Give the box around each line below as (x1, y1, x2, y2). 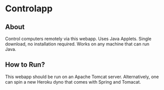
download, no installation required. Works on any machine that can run (5, 41, 150, 47)
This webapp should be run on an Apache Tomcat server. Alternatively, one (5, 74, 160, 80)
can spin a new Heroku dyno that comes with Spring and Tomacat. (5, 79, 141, 85)
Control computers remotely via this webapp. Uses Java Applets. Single (5, 36, 152, 42)
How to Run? (5, 60, 46, 69)
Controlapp (5, 3, 53, 14)
